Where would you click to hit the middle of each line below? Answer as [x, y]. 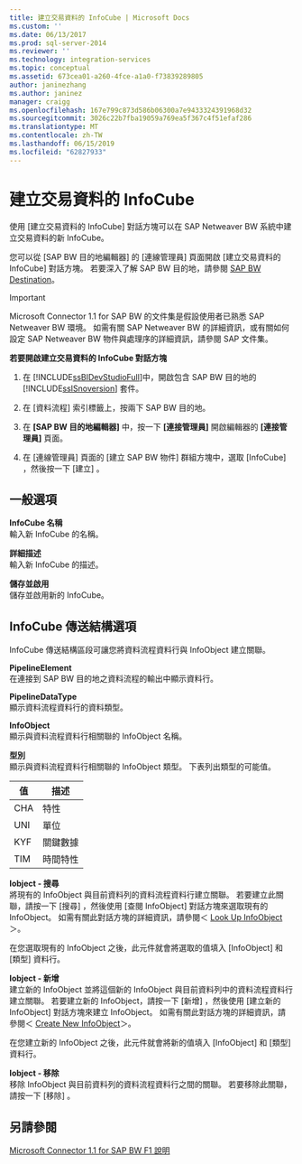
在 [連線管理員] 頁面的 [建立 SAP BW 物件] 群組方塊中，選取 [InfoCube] [154, 457]
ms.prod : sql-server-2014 [58, 43]
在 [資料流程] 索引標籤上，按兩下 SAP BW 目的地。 [116, 407]
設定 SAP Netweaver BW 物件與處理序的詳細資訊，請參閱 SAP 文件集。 [141, 339]
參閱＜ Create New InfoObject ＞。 [73, 1024]
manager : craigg [40, 102]
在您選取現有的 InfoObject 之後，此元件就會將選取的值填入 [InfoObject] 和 [146, 948]
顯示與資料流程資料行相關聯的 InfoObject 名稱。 [98, 736]
